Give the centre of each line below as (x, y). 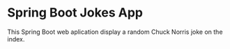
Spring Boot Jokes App (75, 13)
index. (16, 39)
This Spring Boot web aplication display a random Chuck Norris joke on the (115, 32)
